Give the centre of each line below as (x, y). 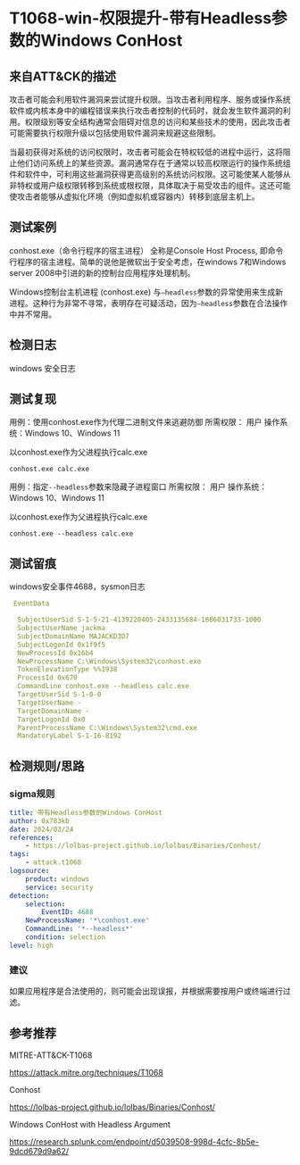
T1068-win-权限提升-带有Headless (141, 18)
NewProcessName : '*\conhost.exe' (87, 920)
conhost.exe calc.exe (50, 470)
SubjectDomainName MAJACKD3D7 (73, 636)
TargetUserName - (50, 703)
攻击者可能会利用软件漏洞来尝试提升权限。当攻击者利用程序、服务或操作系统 (150, 100)
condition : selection (65, 937)
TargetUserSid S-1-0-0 (59, 695)
